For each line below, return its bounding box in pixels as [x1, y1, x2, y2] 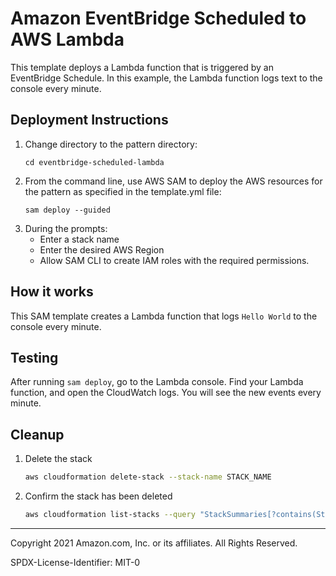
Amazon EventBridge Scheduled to [10, 7, 307, 30]
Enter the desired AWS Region [39, 243, 165, 256]
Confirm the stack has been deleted [24, 490, 173, 502]
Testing [10, 349, 59, 366]
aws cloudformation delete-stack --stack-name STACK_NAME [24, 472, 272, 482]
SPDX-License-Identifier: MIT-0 [10, 556, 141, 568]
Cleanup [10, 426, 65, 443]
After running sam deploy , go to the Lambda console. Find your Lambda [10, 376, 304, 388]
